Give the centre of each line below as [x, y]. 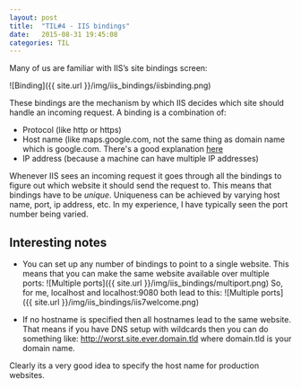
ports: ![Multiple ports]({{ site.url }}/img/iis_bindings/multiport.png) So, [153, 283]
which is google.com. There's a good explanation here [123, 149]
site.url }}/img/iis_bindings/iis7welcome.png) [117, 303]
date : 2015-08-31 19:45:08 [64, 34]
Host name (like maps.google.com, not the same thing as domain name [153, 139]
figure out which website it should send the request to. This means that [141, 186]
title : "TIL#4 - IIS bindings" [69, 26]
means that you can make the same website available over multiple [146, 274]
